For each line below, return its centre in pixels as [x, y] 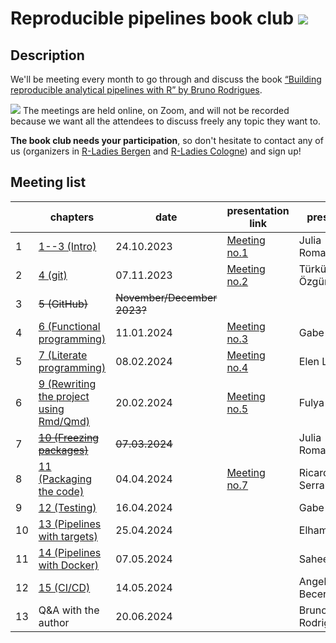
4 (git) [53, 275]
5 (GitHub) [63, 304]
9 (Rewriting [67, 384]
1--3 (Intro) [67, 246]
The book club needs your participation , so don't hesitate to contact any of [167, 140]
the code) [61, 491]
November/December [166, 297]
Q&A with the [69, 610]
